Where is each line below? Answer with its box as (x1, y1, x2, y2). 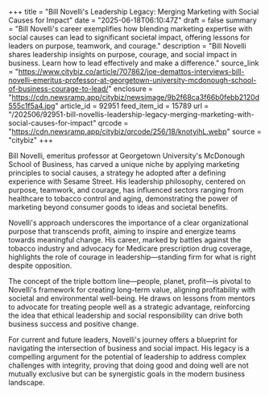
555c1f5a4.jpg (8, 101, 56, 110)
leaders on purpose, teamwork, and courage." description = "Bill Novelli (8, 41, 247, 51)
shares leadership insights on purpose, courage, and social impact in (8, 50, 238, 59)
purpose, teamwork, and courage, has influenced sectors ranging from (8, 185, 244, 194)
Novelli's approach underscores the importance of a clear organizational (8, 218, 249, 227)
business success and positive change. (8, 319, 139, 329)
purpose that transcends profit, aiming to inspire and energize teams (8, 227, 236, 236)
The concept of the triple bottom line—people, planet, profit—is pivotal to (8, 276, 251, 285)
